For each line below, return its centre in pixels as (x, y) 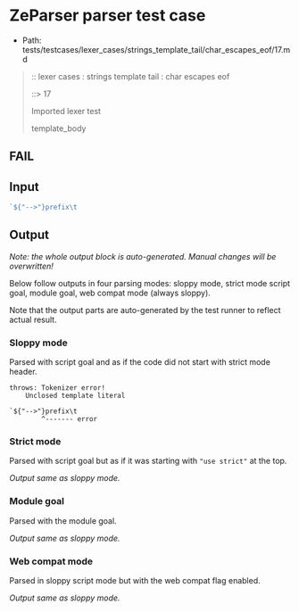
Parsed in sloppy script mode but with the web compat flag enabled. (135, 581)
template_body (58, 128)
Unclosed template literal (75, 396)
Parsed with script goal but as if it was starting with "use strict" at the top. (148, 461)
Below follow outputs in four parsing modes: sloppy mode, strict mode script (150, 283)
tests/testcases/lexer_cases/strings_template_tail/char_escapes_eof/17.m (156, 49)
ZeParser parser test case (108, 16)
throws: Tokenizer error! (57, 388)
